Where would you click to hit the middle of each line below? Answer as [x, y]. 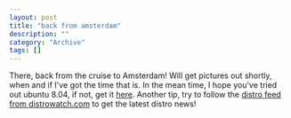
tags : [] [25, 51]
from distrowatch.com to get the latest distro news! [103, 104]
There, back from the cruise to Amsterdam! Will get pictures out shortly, [141, 75]
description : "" [39, 34]
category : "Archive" [48, 42]
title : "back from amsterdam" [65, 26]
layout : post [33, 17]
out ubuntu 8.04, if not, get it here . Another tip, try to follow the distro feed [145, 95]
